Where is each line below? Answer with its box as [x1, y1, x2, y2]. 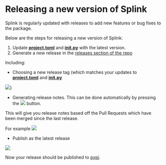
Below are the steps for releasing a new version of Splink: [5, 35, 123, 41]
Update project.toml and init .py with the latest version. [12, 44, 126, 50]
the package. [5, 25, 32, 31]
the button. [12, 100, 41, 106]
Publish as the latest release [12, 135, 71, 141]
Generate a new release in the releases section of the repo [12, 50, 133, 56]
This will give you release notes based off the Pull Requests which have [5, 110, 152, 116]
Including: [5, 59, 26, 65]
